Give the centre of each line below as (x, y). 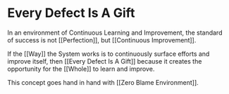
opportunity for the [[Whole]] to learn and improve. (81, 69)
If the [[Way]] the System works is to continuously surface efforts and (109, 54)
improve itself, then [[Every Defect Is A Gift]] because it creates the (105, 61)
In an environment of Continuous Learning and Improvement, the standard (115, 33)
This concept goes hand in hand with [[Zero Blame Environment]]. (103, 82)
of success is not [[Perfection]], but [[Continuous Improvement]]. (102, 40)
